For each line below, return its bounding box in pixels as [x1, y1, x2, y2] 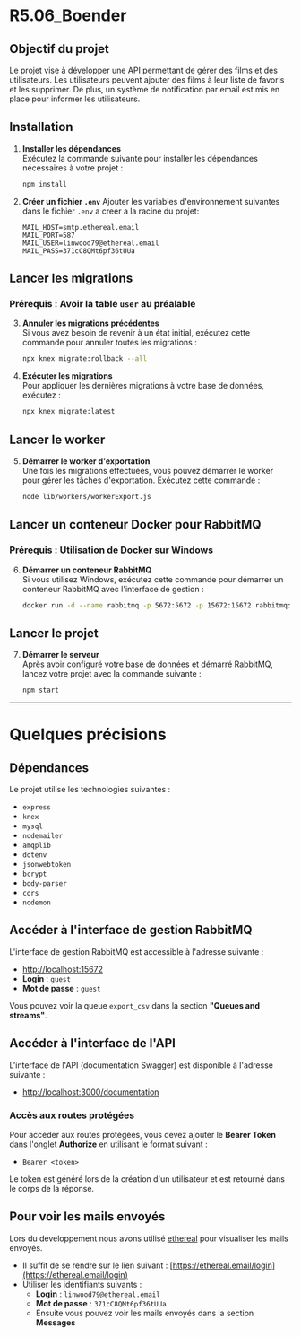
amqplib [21, 841, 51, 851]
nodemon [21, 898, 51, 907]
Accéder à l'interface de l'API [9, 1036, 176, 1051]
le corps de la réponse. [9, 1183, 95, 1193]
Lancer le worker [9, 432, 106, 447]
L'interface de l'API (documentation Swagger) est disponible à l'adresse [9, 1060, 273, 1070]
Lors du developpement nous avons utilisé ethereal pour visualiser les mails [9, 1233, 288, 1244]
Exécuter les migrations [21, 371, 114, 381]
